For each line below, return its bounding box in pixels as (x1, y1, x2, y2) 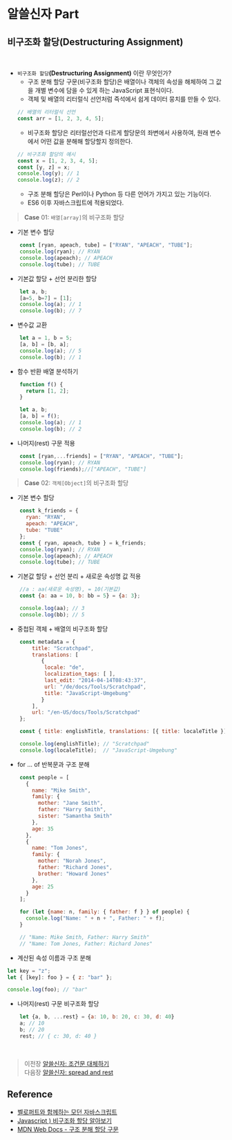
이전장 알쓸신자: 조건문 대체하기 (23, 1059, 109, 1067)
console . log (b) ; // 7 (19, 307, 81, 314)
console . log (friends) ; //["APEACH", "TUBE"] (19, 466, 147, 473)
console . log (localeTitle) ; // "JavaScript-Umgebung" (19, 747, 177, 754)
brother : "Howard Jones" (37, 870, 110, 877)
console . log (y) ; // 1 (17, 170, 80, 177)
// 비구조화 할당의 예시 (17, 151, 76, 158)
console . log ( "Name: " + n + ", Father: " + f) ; (25, 915, 166, 922)
